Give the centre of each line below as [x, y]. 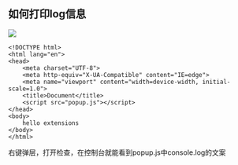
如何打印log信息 [47, 14]
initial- [216, 82]
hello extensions [51, 123]
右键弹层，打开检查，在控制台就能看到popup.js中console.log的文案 [117, 152]
